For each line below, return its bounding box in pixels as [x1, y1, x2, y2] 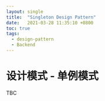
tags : [6, 31, 19, 37]
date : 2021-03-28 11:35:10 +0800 [6, 20, 94, 26]
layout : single [6, 8, 44, 15]
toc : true [6, 25, 31, 31]
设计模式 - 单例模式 [6, 70, 99, 83]
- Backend [11, 42, 35, 48]
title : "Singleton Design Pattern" [6, 14, 96, 20]
